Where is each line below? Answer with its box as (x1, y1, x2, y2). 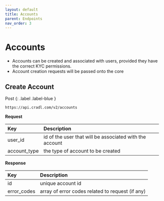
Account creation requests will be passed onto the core (12, 68, 124, 74)
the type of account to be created (43, 148, 121, 154)
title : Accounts (5, 12, 38, 17)
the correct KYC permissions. (12, 63, 72, 69)
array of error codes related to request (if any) (40, 188, 146, 195)
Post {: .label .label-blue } (5, 96, 56, 101)
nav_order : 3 (5, 21, 32, 26)
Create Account (5, 83, 55, 91)
